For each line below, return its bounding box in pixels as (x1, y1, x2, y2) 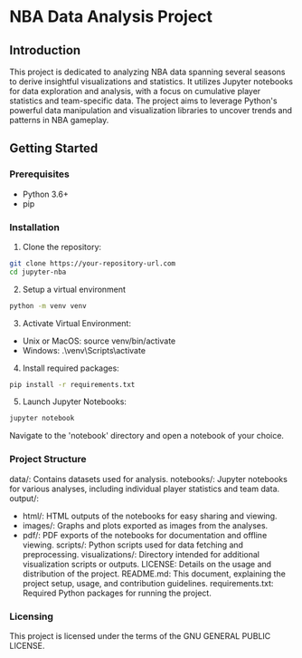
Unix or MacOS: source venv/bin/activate (22, 335, 176, 346)
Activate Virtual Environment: (22, 317, 131, 328)
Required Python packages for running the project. (22, 587, 212, 598)
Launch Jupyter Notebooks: (22, 396, 127, 407)
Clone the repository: (22, 241, 102, 252)
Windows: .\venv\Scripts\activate (22, 344, 146, 355)
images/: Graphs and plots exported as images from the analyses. (22, 519, 269, 531)
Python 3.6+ (22, 189, 70, 199)
